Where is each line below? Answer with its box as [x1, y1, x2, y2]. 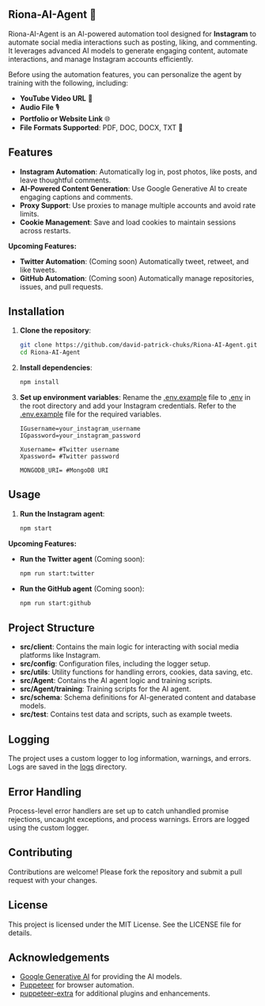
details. [8, 927, 32, 937]
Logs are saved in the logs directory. [8, 762, 127, 772]
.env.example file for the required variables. [19, 409, 162, 419]
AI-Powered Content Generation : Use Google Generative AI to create [19, 183, 248, 193]
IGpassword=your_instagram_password [19, 432, 141, 440]
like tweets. [19, 265, 58, 275]
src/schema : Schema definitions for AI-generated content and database [19, 693, 256, 702]
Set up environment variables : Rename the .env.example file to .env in [19, 393, 251, 402]
